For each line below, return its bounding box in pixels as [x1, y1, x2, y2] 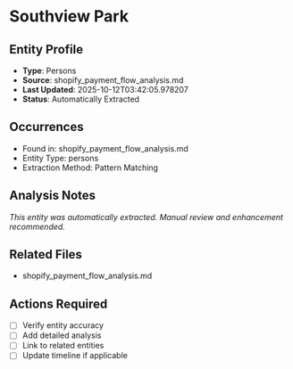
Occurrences [9, 119, 84, 135]
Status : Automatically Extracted [21, 94, 140, 104]
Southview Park [9, 6, 130, 27]
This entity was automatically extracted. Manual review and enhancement [9, 211, 284, 222]
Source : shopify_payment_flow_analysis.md [21, 75, 184, 86]
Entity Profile [9, 42, 83, 57]
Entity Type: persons [21, 152, 99, 163]
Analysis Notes [9, 188, 96, 203]
